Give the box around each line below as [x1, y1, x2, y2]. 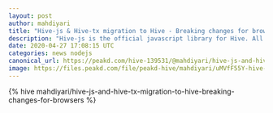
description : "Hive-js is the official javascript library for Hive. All [8, 34, 264, 43]
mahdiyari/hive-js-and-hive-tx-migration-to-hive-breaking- [36, 86, 236, 96]
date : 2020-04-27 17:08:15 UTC [8, 42, 115, 50]
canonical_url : [8, 57, 60, 65]
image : [8, 65, 31, 73]
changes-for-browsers [8, 94, 84, 105]
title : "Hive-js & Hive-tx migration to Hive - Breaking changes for [8, 27, 249, 35]
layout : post [8, 11, 53, 20]
